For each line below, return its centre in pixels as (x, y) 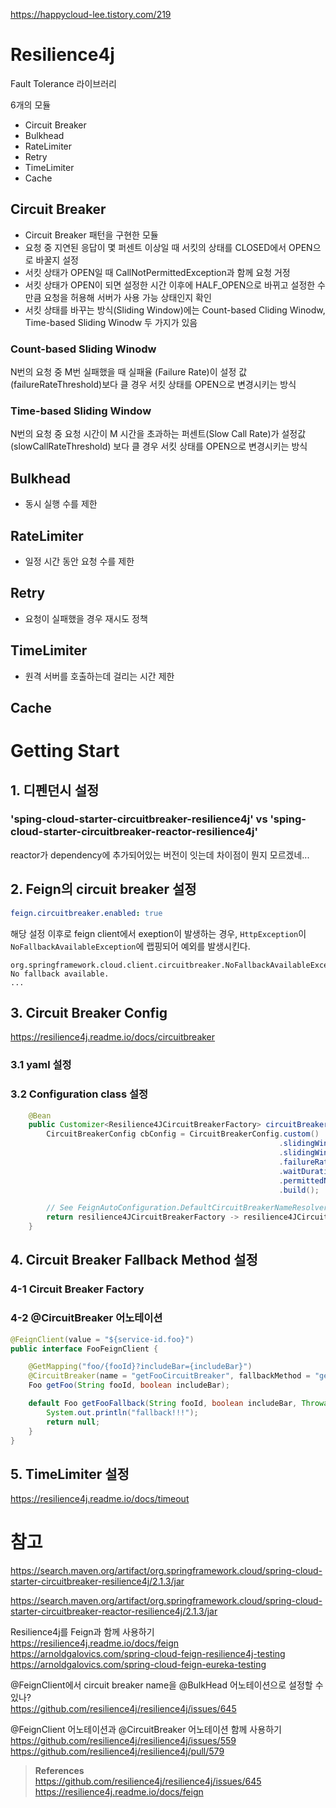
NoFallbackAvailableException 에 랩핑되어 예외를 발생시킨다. (130, 946)
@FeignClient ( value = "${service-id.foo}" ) (102, 1339)
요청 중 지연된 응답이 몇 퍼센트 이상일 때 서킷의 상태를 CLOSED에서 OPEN (168, 247)
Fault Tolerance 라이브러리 (63, 83)
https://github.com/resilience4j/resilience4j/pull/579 (117, 1751)
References (59, 1771)
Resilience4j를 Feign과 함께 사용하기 (82, 1632)
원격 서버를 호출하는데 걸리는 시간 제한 (99, 676)
